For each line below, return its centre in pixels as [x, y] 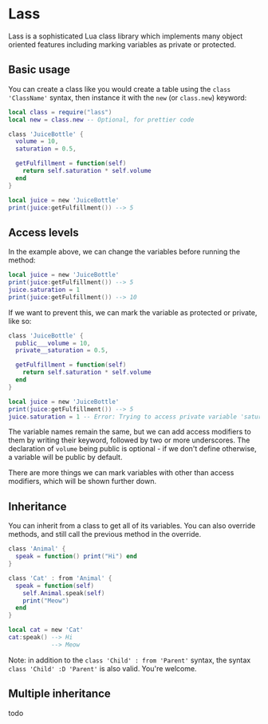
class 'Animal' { [37, 549]
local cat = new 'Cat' [46, 630]
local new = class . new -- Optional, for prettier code [101, 120]
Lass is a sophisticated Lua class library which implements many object [126, 36]
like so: [20, 321]
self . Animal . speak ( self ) [64, 593]
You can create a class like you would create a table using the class [120, 89]
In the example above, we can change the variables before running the [124, 252]
